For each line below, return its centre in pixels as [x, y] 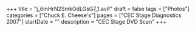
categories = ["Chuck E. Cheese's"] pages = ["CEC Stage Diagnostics [94, 15]
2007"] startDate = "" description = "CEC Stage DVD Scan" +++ [87, 22]
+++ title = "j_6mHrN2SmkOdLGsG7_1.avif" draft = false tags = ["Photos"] [98, 9]
